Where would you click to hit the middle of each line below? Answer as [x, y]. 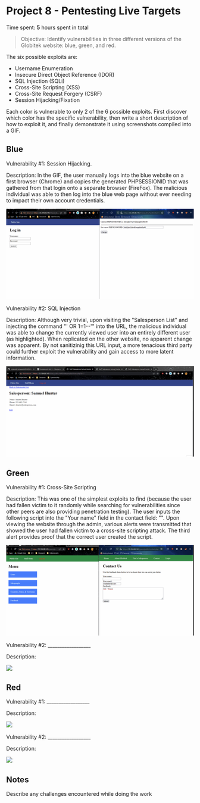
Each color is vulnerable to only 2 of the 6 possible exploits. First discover [97, 111]
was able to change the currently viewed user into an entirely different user [98, 333]
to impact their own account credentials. [56, 200]
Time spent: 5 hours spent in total [48, 27]
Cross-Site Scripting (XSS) [47, 87]
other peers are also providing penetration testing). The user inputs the [93, 512]
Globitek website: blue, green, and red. [68, 45]
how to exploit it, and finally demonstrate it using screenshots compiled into [99, 124]
